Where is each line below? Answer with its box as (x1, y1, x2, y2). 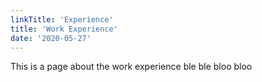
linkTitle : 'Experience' (10, 14, 114, 25)
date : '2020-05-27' (10, 33, 92, 43)
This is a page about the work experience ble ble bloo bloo (10, 61, 253, 73)
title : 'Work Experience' (10, 24, 118, 34)
